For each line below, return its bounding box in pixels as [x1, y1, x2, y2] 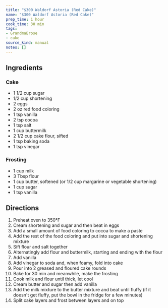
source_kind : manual [6, 40, 49, 45]
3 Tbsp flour [13, 173, 39, 179]
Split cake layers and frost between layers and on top [13, 297, 124, 303]
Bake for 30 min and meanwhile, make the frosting [13, 271, 118, 277]
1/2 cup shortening [13, 95, 52, 101]
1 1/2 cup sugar [13, 90, 45, 96]
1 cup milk [13, 167, 34, 174]
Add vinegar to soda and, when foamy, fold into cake [13, 260, 123, 266]
